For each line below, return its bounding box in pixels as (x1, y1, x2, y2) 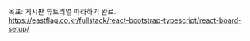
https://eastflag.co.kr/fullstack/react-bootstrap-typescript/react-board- (8, 16, 242, 25)
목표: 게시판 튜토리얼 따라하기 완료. (8, 7, 117, 16)
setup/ (8, 24, 30, 33)
